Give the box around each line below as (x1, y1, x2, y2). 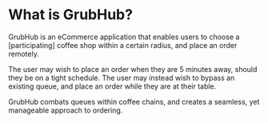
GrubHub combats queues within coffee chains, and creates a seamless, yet (8, 97, 260, 106)
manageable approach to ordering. (8, 105, 123, 115)
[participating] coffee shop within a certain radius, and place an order (8, 40, 238, 50)
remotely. (8, 49, 40, 58)
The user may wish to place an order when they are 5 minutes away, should (8, 64, 258, 73)
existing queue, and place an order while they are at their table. (8, 81, 217, 91)
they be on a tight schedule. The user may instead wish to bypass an (8, 73, 235, 82)
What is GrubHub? (8, 6, 134, 24)
